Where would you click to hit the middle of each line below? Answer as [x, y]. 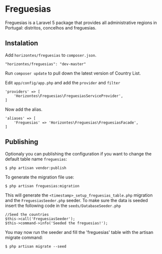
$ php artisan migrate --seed [36, 246]
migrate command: [24, 237]
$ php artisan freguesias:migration [42, 186]
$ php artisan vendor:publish [36, 168]
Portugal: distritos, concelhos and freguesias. [51, 27]
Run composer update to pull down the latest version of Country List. [73, 73]
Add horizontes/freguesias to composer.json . [51, 55]
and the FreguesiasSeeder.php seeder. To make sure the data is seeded [76, 200]
